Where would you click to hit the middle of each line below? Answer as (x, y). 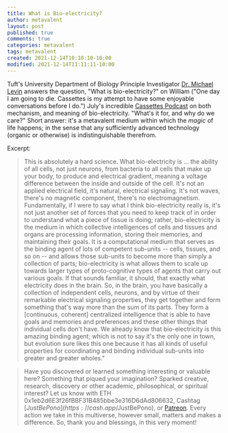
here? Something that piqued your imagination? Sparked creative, (116, 378)
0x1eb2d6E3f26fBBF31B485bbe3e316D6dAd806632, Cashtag (112, 400)
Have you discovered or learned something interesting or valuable (117, 371)
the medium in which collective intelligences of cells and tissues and (121, 227)
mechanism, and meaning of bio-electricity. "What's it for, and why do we (111, 113)
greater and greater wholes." (64, 358)
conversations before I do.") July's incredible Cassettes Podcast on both (109, 106)
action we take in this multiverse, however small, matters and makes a (122, 415)
